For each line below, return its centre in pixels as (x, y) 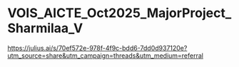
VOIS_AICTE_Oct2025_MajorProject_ (119, 13)
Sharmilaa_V (45, 28)
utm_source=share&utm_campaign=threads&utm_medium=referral (105, 56)
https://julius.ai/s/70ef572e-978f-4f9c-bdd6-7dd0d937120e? (97, 48)
